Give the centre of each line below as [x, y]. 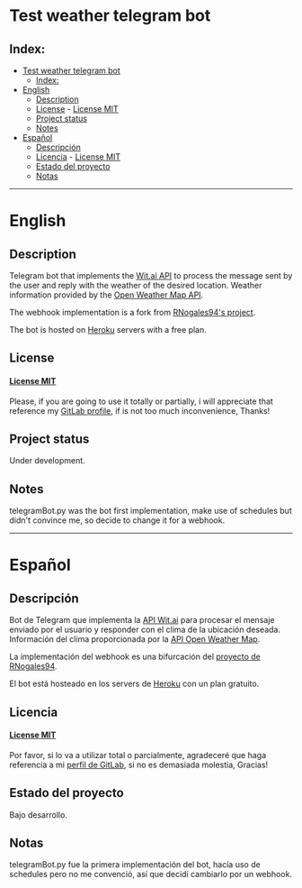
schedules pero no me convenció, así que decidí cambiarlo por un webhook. [151, 874]
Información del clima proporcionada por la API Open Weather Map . [135, 639]
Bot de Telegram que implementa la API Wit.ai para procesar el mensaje [142, 620]
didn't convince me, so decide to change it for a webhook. [117, 520]
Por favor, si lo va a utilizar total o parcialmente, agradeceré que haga [138, 755]
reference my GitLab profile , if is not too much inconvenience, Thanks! [140, 410]
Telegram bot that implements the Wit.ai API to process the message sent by [151, 275]
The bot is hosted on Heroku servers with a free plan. [108, 330]
